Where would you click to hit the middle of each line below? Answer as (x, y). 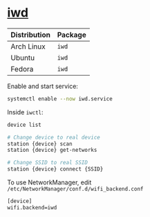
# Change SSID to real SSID (48, 163)
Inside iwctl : (25, 112)
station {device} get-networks (52, 150)
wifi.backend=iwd (32, 207)
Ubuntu (23, 58)
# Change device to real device (54, 137)
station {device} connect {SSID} (55, 169)
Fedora (22, 69)
